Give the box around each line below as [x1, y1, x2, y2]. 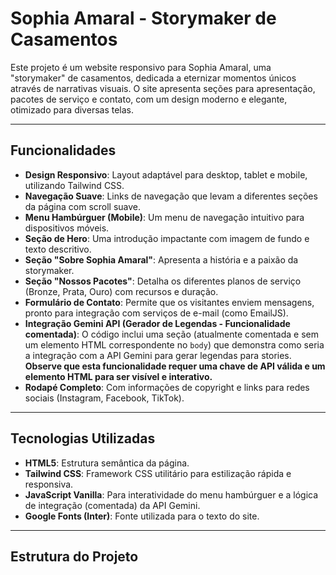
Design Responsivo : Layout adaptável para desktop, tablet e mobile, [24, 168, 308, 181]
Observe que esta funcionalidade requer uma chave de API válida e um [24, 360, 326, 372]
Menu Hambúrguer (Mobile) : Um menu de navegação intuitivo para [24, 211, 305, 223]
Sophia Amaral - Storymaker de [10, 7, 277, 30]
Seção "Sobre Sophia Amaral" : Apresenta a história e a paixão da [24, 253, 299, 266]
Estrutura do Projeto [10, 548, 139, 565]
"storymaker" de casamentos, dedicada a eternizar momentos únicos [10, 72, 297, 84]
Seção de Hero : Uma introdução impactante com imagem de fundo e [24, 232, 310, 244]
